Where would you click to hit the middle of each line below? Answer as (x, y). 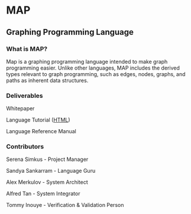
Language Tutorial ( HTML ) (38, 120)
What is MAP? (27, 49)
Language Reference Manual (41, 131)
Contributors (25, 147)
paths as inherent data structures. (47, 80)
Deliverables (25, 96)
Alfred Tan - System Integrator (43, 194)
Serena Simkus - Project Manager (47, 159)
